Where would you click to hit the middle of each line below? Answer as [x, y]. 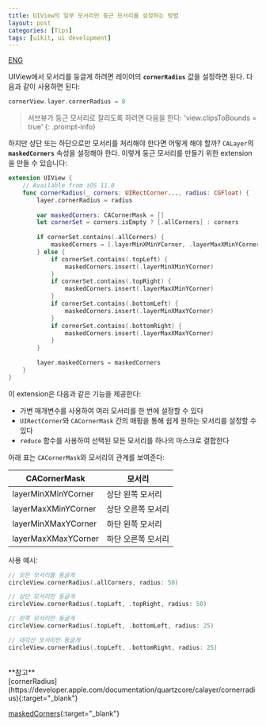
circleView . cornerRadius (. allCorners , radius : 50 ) [93, 582]
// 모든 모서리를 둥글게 [42, 575]
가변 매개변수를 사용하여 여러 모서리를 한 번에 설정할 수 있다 [112, 411]
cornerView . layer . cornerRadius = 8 [67, 102]
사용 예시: [23, 560]
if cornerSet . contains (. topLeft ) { [109, 259]
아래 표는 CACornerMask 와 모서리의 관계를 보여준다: [86, 457]
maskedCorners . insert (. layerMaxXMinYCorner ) [139, 289]
